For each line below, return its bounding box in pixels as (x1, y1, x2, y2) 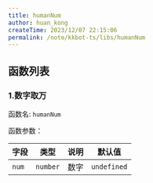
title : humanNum (8, 11, 61, 20)
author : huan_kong (8, 19, 68, 27)
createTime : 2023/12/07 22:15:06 (8, 26, 118, 34)
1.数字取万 (8, 90, 47, 101)
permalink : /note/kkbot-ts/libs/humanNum (8, 33, 146, 42)
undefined (91, 162, 128, 171)
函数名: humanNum (8, 109, 61, 119)
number (35, 162, 60, 171)
